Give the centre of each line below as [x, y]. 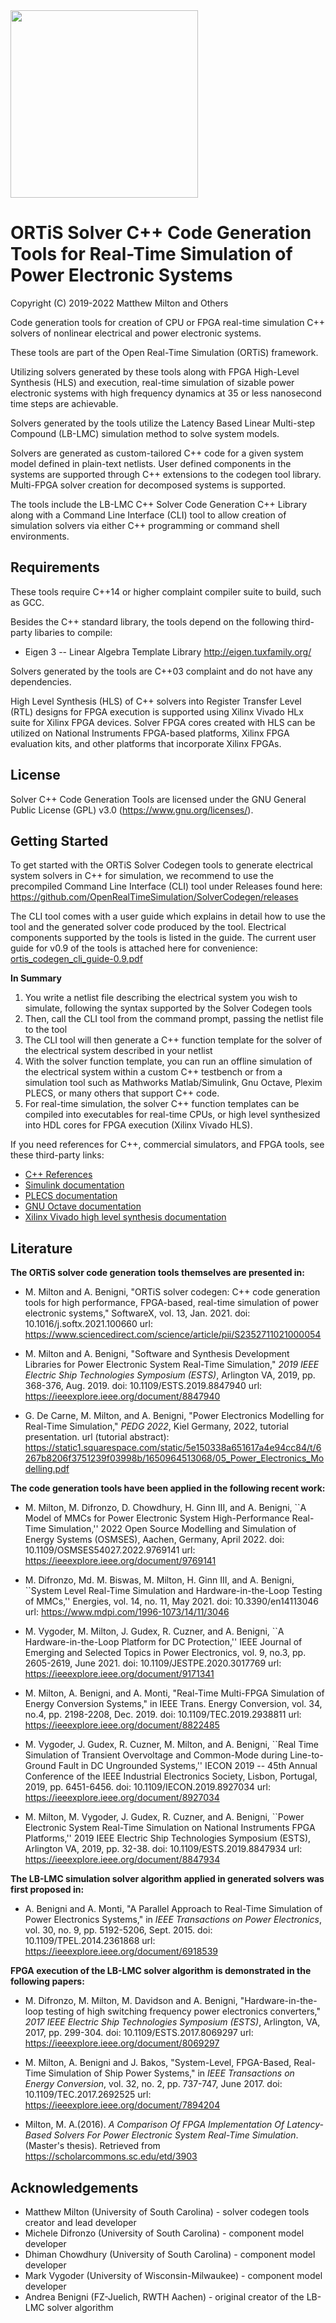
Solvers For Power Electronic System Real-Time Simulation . [176, 2135]
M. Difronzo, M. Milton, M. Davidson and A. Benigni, [131, 2001]
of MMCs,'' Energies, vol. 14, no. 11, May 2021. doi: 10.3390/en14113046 [172, 1601]
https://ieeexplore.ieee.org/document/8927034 [122, 1798]
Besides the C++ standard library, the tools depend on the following [150, 621]
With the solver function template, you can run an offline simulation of [168, 1061]
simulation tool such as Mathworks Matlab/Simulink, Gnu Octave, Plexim [173, 1083]
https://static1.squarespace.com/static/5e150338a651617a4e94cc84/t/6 [173, 1448]
